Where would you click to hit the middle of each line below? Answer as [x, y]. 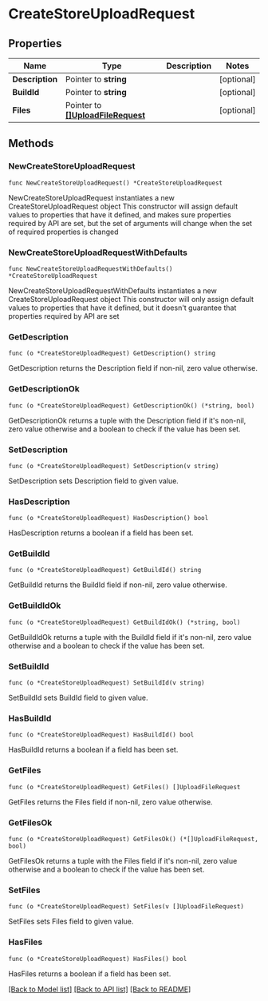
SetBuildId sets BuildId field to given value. [79, 698]
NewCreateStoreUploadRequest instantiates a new [92, 197]
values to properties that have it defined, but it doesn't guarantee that [122, 308]
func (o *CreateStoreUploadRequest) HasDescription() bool [108, 518]
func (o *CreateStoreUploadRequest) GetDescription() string [112, 354]
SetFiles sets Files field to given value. [71, 922]
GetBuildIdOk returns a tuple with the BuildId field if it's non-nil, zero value [130, 637]
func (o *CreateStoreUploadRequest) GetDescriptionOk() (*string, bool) [132, 405]
